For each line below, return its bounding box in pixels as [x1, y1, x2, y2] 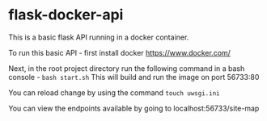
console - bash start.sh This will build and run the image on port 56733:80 [8, 72, 260, 81]
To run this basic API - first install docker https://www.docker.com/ [8, 48, 231, 57]
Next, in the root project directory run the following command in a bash [8, 63, 245, 73]
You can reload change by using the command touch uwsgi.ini [8, 87, 220, 98]
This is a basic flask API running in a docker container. [8, 32, 189, 42]
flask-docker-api [8, 6, 124, 24]
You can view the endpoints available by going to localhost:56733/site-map [8, 103, 260, 113]
